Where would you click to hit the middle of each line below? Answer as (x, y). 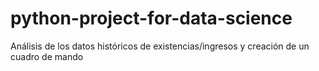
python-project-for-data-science (151, 18)
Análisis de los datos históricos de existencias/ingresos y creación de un (160, 46)
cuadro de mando (47, 56)
